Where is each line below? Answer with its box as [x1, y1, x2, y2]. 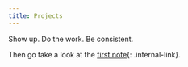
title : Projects [8, 11, 63, 20]
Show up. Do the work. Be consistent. [8, 34, 134, 44]
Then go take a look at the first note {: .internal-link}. [8, 49, 181, 59]
